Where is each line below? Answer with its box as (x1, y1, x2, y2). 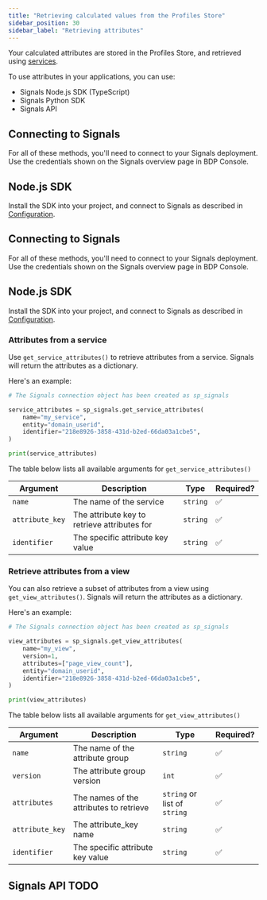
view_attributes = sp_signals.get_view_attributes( (8, 637, 183, 646)
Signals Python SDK (19, 96, 86, 106)
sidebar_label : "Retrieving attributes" (8, 26, 145, 34)
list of (162, 798, 184, 809)
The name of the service (72, 496, 164, 508)
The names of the (72, 792, 139, 803)
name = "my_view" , (22, 645, 77, 653)
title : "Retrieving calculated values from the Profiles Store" (8, 11, 226, 20)
